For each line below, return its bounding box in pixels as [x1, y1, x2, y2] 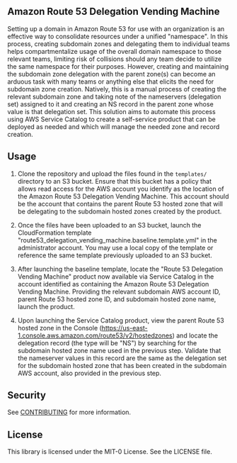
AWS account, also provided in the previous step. [17, 369, 161, 377]
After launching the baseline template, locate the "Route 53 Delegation [17, 264, 224, 273]
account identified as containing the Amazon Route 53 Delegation [17, 279, 209, 288]
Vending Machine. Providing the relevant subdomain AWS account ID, [17, 287, 221, 296]
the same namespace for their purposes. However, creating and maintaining [7, 62, 229, 70]
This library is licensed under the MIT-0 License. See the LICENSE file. [7, 447, 212, 456]
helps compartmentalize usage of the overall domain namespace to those [7, 47, 221, 55]
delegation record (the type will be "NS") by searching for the [17, 338, 197, 347]
